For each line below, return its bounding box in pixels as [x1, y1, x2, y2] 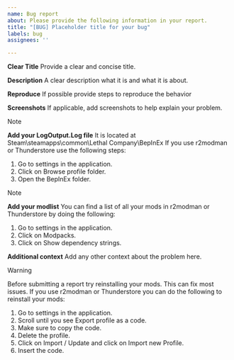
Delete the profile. [17, 331, 71, 340]
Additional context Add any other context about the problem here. [7, 252, 202, 261]
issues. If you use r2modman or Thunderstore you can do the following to [7, 288, 222, 296]
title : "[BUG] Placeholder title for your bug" [7, 23, 151, 30]
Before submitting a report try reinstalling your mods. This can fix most [7, 280, 214, 288]
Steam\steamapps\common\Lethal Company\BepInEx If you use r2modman [7, 139, 228, 147]
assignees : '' [7, 37, 50, 44]
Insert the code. [17, 347, 65, 355]
